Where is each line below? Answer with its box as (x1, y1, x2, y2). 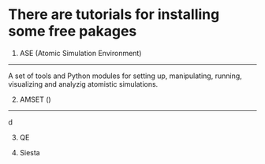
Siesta (19, 147, 41, 157)
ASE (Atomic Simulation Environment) (19, 48, 142, 58)
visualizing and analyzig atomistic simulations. (8, 79, 159, 88)
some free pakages (8, 22, 137, 40)
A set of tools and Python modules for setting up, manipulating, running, (8, 71, 242, 80)
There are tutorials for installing (8, 6, 220, 24)
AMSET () (19, 95, 51, 104)
